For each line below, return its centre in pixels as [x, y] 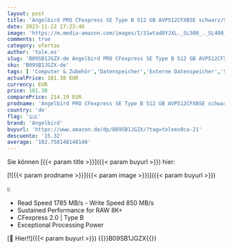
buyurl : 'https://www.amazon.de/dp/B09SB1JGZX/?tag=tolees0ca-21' [105, 129]
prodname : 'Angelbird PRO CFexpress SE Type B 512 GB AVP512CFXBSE [106, 104]
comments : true [29, 39]
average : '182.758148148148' [49, 142]
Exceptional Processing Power [60, 225]
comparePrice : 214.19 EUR [44, 98]
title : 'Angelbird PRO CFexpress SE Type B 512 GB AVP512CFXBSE [101, 20]
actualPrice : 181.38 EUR [43, 78]
